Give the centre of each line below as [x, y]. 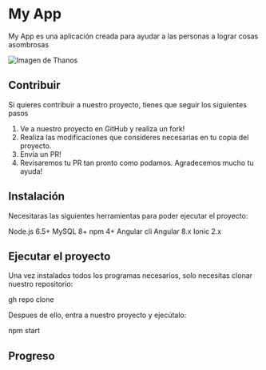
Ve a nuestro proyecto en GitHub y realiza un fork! [102, 128]
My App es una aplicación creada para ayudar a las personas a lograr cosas [133, 36]
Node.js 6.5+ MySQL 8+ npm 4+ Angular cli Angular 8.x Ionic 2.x [115, 231]
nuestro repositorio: [41, 284]
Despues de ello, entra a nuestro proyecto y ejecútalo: [97, 315]
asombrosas [29, 44]
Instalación [37, 197]
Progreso [32, 356]
